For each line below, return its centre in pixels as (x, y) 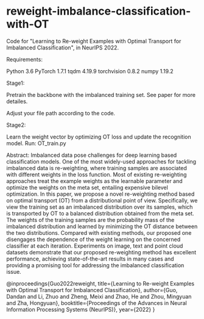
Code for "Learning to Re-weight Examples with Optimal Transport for (94, 41)
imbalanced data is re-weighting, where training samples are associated (97, 168)
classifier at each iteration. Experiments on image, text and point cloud (95, 246)
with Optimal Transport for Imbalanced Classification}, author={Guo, (92, 290)
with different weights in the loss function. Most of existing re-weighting (97, 174)
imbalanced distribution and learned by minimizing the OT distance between (102, 226)
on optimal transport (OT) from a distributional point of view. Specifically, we (102, 200)
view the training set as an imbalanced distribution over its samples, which (100, 207)
